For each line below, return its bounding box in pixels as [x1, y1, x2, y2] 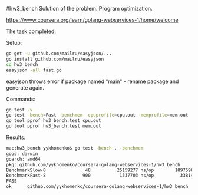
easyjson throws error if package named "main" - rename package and [6, 78, 179, 85]
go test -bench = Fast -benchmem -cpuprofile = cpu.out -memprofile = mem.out [6, 112, 189, 118]
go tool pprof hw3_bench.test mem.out [6, 123, 101, 129]
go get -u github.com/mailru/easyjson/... [6, 51, 112, 57]
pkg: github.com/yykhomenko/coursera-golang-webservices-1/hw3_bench [6, 161, 181, 167]
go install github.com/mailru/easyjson [6, 56, 104, 62]
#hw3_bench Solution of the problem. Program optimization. [6, 5, 153, 12]
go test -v [6, 107, 33, 113]
